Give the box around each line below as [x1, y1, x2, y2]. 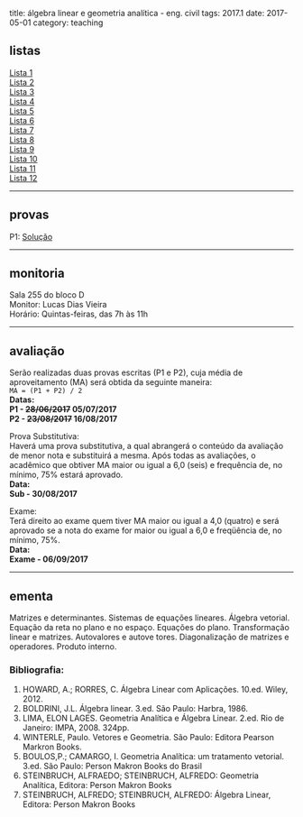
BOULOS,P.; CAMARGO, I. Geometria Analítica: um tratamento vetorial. [22, 751, 285, 762]
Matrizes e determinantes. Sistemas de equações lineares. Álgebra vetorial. [9, 612, 290, 623]
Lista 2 [9, 77, 34, 87]
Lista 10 [9, 153, 38, 164]
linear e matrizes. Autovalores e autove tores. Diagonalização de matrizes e [9, 631, 289, 643]
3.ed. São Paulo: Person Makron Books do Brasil [22, 761, 203, 772]
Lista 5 [9, 106, 34, 116]
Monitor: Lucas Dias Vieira [9, 299, 107, 310]
